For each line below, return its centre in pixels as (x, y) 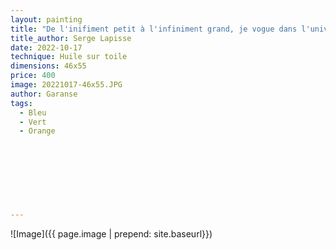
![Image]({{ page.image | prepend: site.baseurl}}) (111, 234)
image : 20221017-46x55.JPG (66, 85)
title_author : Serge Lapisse (71, 38)
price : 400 (33, 76)
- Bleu (33, 112)
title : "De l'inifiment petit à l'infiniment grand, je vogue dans (154, 29)
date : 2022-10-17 (46, 47)
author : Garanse (44, 94)
